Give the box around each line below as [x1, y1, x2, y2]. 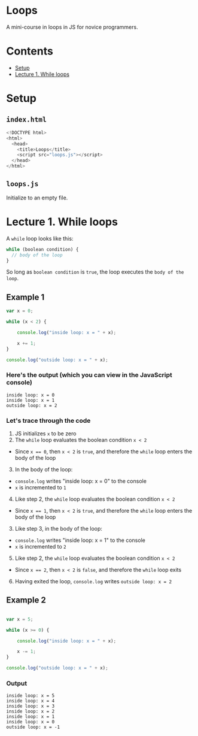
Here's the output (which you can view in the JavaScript [6, 371, 172, 379]
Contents [6, 44, 54, 58]
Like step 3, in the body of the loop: [14, 525, 103, 532]
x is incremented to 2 [14, 543, 67, 550]
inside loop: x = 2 [6, 708, 55, 714]
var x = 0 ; [6, 308, 33, 314]
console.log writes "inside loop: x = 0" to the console [14, 477, 147, 485]
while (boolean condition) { [6, 246, 79, 252]
